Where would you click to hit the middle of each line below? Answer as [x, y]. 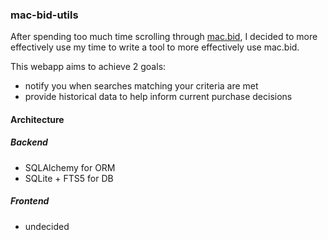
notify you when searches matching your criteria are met [141, 86]
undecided [47, 226]
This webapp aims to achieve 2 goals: [88, 67]
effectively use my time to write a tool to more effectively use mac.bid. [155, 47]
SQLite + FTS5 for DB [69, 178]
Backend [29, 142]
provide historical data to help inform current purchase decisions [158, 97]
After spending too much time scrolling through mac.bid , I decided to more [164, 37]
